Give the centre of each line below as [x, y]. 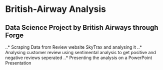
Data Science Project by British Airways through [82, 28]
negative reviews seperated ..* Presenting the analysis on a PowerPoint [79, 58]
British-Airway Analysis [56, 9]
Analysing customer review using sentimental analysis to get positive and [81, 52]
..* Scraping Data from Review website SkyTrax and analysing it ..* [74, 47]
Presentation [18, 63]
